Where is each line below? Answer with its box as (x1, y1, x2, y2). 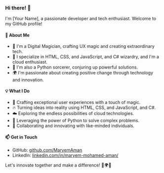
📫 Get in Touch (5, 134, 38, 140)
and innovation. (12, 76, 44, 83)
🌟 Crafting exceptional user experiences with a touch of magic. (12, 99, 141, 105)
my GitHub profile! (5, 21, 42, 27)
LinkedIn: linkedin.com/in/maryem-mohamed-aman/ (12, 152, 119, 158)
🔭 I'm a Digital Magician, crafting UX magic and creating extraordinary (12, 43, 155, 49)
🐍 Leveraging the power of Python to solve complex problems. (12, 117, 140, 123)
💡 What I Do (5, 88, 30, 94)
